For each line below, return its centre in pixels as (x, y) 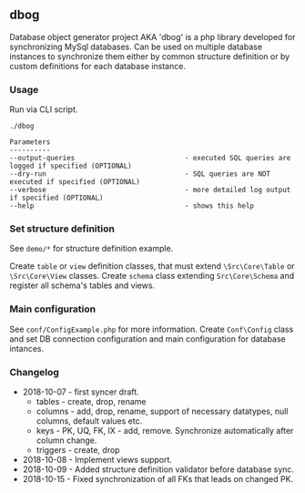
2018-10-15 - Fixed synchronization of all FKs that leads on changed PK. (158, 479)
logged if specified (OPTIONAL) (71, 166)
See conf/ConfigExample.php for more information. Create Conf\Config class (152, 329)
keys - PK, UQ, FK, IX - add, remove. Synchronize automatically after (165, 431)
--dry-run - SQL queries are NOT (140, 174)
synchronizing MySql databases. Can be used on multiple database (136, 46)
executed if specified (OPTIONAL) (75, 182)
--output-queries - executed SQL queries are (150, 159)
